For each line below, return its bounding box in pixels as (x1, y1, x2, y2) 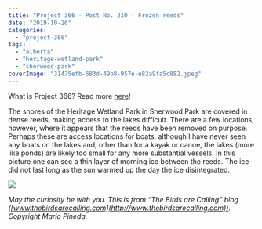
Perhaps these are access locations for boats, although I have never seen (8, 131, 246, 141)
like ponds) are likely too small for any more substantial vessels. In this (8, 148, 236, 158)
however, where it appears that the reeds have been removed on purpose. (8, 123, 248, 133)
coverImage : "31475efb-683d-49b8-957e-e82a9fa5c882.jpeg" (8, 70, 202, 78)
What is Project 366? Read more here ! (8, 91, 131, 100)
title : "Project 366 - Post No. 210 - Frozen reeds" (8, 11, 184, 20)
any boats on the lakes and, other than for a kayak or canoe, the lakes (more (8, 140, 255, 149)
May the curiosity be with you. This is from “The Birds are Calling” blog (8, 194, 239, 204)
